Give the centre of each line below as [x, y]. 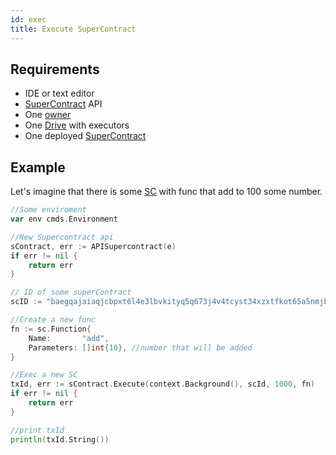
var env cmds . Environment [64, 219]
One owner [48, 115]
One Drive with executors [77, 125]
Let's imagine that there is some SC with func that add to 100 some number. [166, 192]
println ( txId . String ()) [60, 439]
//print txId [37, 430]
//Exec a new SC [44, 375]
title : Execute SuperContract [73, 29]
